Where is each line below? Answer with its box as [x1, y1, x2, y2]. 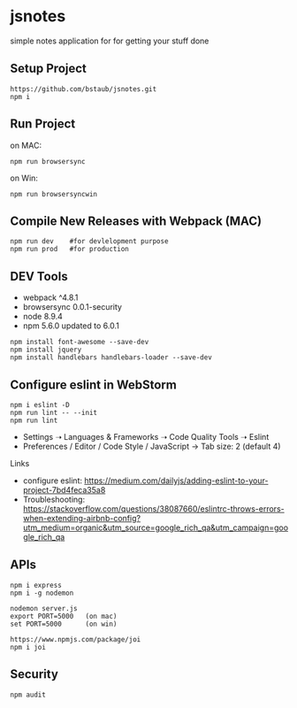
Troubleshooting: [22, 494, 86, 504]
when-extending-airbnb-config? [22, 513, 141, 523]
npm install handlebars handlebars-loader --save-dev [10, 353, 213, 362]
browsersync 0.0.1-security [22, 302, 123, 312]
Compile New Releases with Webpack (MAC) [10, 213, 263, 228]
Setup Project [10, 61, 88, 76]
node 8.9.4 [22, 312, 63, 322]
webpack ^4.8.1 [22, 292, 79, 303]
